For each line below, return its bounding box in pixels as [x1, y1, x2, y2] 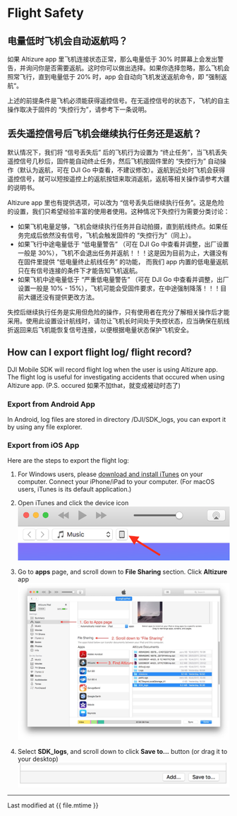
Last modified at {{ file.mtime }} [7, 800, 99, 810]
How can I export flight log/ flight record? [7, 346, 193, 358]
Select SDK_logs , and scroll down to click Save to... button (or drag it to [17, 747, 228, 756]
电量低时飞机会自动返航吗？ [7, 35, 128, 47]
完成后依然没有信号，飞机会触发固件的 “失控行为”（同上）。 [23, 231, 195, 240]
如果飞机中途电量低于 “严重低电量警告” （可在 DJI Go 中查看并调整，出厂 [17, 275, 229, 283]
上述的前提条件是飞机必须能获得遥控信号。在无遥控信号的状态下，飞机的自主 [7, 97, 230, 105]
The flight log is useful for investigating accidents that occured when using [7, 372, 225, 381]
